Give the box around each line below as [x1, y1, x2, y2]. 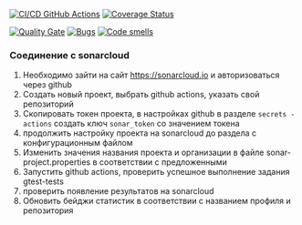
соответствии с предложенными [99, 157, 228, 168]
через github [22, 79, 73, 90]
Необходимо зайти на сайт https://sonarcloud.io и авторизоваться [22, 69, 280, 81]
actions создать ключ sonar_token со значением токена [22, 118, 240, 129]
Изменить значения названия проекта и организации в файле [22, 147, 265, 159]
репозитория [22, 205, 74, 216]
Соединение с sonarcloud [9, 48, 130, 61]
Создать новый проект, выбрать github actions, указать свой [22, 89, 260, 100]
